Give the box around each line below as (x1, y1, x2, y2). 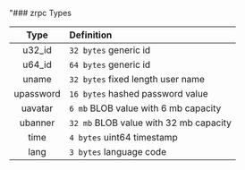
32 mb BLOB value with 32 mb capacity (69, 116, 232, 129)
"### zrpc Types (9, 8, 72, 18)
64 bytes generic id (69, 58, 151, 71)
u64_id (21, 58, 52, 71)
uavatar (21, 102, 54, 115)
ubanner (19, 116, 55, 129)
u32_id (21, 44, 52, 56)
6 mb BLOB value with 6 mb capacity (69, 102, 222, 115)
